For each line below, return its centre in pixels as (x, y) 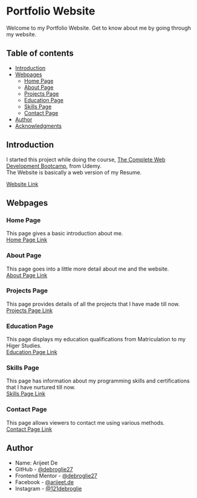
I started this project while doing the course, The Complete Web (86, 159)
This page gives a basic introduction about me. (65, 234)
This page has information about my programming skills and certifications (98, 381)
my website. (21, 34)
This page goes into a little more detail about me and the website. (88, 269)
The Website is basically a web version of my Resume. (74, 172)
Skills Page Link (26, 394)
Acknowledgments (38, 126)
